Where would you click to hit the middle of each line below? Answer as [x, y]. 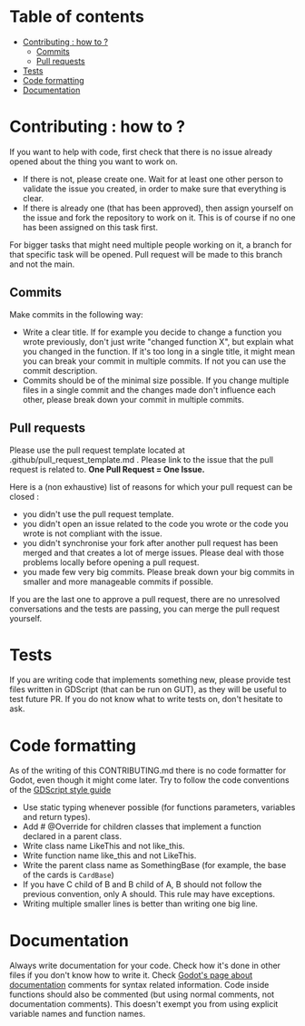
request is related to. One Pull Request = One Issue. [107, 469]
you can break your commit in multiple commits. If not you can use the [154, 361]
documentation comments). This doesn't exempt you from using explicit [144, 1004]
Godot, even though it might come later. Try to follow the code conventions [149, 780]
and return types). [56, 817]
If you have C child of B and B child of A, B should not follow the [142, 884]
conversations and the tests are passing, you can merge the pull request [144, 609]
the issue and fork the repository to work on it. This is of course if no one [159, 217]
